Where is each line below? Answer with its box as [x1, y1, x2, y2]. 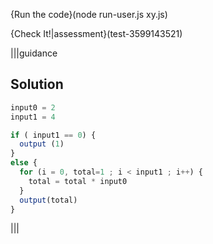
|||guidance [10, 47, 58, 59]
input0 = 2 [10, 102, 56, 113]
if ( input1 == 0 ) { [10, 130, 97, 140]
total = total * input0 [28, 176, 128, 186]
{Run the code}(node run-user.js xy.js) [10, 9, 168, 20]
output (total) [19, 195, 78, 205]
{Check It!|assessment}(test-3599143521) [10, 28, 183, 39]
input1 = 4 [10, 112, 56, 122]
